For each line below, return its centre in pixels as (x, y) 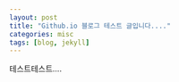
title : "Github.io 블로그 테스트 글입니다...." (90, 26)
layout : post (34, 17)
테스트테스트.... (36, 69)
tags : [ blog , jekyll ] (50, 42)
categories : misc (42, 34)
